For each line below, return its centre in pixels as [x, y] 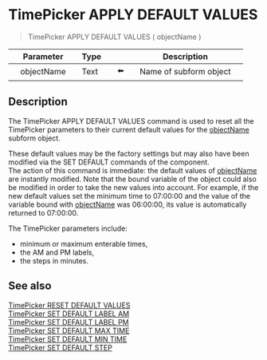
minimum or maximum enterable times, [84, 243]
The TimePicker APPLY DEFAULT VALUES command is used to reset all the [131, 121]
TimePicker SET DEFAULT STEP [61, 347]
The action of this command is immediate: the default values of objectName [133, 170]
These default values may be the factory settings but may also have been [129, 153]
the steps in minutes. [54, 260]
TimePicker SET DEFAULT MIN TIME [68, 339]
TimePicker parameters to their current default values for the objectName [129, 129]
